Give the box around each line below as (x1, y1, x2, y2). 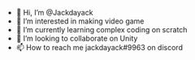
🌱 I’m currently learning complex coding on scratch (15, 25, 188, 34)
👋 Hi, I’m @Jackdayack (15, 8, 93, 17)
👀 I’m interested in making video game (15, 16, 145, 26)
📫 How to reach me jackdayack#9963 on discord (15, 43, 183, 52)
